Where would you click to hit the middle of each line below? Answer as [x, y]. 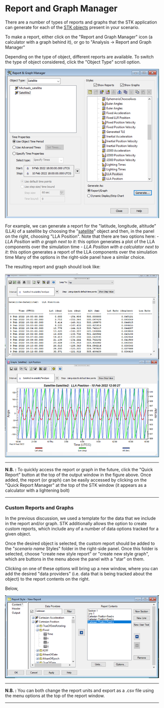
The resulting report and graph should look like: [53, 267]
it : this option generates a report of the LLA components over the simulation [81, 252]
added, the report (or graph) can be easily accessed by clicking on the [76, 480]
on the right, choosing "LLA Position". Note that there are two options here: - [82, 236]
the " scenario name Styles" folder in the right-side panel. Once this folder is [82, 549]
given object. [18, 534]
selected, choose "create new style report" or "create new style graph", [77, 554]
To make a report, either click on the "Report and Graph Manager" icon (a [79, 37]
